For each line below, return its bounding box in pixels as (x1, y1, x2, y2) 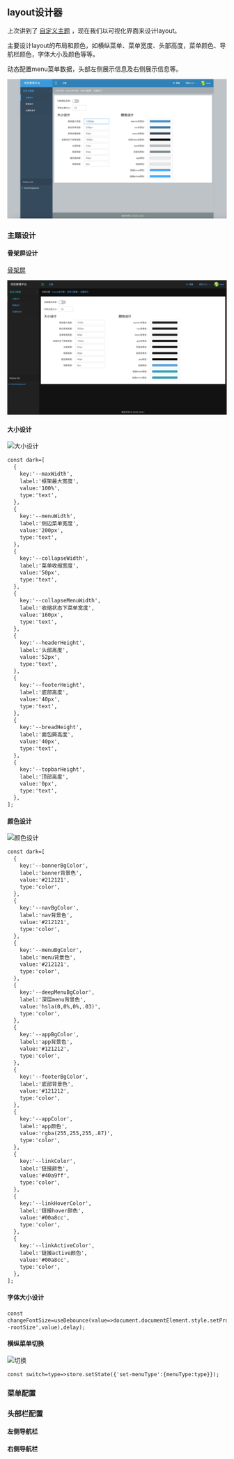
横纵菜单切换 (7, 1339, 44, 1348)
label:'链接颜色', (19, 1165, 69, 1172)
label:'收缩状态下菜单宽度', (19, 604, 95, 611)
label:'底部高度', (19, 689, 69, 696)
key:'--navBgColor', (19, 905, 79, 912)
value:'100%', (19, 485, 61, 492)
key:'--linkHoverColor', (19, 1200, 92, 1207)
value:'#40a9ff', (19, 1172, 70, 1179)
